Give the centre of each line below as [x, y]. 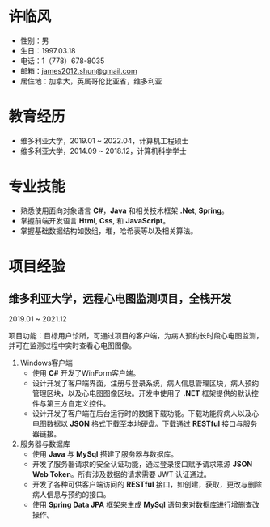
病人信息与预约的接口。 [71, 494]
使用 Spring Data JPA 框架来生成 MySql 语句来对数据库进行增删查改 [146, 504]
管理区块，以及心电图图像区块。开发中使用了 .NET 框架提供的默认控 [145, 393]
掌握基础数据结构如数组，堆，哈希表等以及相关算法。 [109, 231]
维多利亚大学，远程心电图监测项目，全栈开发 [120, 299]
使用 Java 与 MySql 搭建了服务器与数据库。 [105, 453]
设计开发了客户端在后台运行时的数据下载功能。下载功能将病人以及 [142, 413]
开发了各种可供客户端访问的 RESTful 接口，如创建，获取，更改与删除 [147, 484]
